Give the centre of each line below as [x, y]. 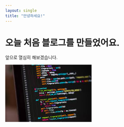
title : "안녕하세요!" [25, 16]
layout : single [21, 10]
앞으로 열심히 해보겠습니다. [31, 57]
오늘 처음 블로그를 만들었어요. [63, 43]
